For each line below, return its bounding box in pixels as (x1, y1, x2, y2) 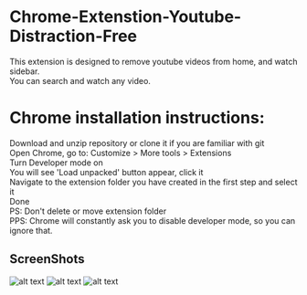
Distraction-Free (9, 26, 138, 47)
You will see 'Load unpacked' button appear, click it (9, 166, 204, 177)
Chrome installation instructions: (9, 108, 265, 129)
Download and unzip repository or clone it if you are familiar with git (9, 137, 265, 148)
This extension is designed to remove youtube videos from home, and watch (9, 56, 298, 67)
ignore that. (9, 225, 53, 236)
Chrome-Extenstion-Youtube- (9, 6, 242, 27)
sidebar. (9, 66, 40, 77)
